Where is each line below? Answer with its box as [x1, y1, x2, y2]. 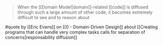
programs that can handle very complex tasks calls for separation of [5, 29, 146, 35]
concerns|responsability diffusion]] [5, 34, 77, 40]
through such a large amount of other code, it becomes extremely [17, 9, 153, 15]
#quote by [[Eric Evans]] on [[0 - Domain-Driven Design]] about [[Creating [5, 24, 158, 30]
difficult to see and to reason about [17, 15, 90, 20]
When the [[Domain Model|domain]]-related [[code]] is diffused [17, 4, 149, 10]
